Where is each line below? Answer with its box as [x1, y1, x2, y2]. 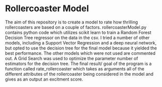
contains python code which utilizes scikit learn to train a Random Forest [5, 29, 152, 35]
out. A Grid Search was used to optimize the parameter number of [5, 55, 139, 61]
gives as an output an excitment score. [5, 76, 83, 82]
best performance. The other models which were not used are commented [5, 50, 156, 56]
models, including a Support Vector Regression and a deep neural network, [5, 40, 157, 45]
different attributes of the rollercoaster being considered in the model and [5, 71, 154, 77]
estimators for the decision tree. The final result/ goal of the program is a [5, 61, 152, 66]
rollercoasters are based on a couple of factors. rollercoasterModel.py [5, 24, 147, 30]
